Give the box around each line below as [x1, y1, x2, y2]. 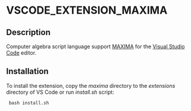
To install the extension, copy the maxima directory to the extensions [6, 82, 176, 89]
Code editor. [6, 49, 37, 56]
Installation [6, 66, 49, 77]
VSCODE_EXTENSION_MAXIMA [6, 4, 168, 17]
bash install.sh [8, 100, 49, 106]
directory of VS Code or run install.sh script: [6, 88, 114, 96]
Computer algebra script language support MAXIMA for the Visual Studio [6, 43, 185, 50]
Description [6, 27, 51, 37]
